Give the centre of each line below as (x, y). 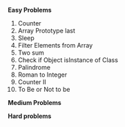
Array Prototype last (46, 31)
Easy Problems (30, 10)
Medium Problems (35, 102)
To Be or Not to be (44, 89)
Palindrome (34, 67)
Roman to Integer (42, 75)
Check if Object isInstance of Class (68, 60)
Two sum (31, 52)
